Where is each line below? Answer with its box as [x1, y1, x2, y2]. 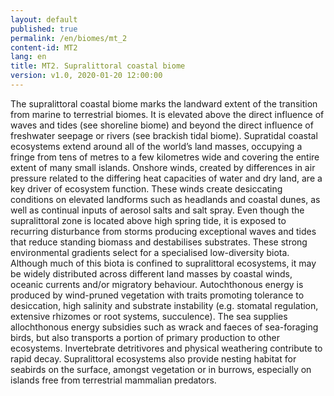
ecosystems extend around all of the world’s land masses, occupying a [10, 140, 303, 152]
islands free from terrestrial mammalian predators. [10, 374, 217, 386]
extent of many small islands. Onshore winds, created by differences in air [10, 161, 316, 173]
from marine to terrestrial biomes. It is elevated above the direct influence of [10, 108, 325, 120]
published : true [10, 24, 78, 34]
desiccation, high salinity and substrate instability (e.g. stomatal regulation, [10, 299, 319, 311]
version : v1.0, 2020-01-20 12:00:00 [10, 71, 163, 81]
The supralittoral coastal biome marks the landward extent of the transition [10, 97, 318, 110]
